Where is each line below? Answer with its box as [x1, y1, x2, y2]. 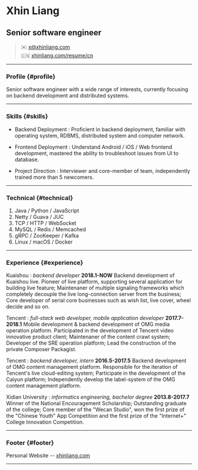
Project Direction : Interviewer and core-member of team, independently [14, 167, 190, 174]
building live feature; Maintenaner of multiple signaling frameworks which [6, 284, 184, 292]
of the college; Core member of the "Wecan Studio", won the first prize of [6, 406, 184, 413]
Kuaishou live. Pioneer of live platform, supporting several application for [6, 278, 183, 285]
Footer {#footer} [6, 439, 54, 447]
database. [14, 156, 39, 163]
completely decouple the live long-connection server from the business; [6, 291, 181, 298]
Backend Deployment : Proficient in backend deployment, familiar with [14, 125, 186, 133]
